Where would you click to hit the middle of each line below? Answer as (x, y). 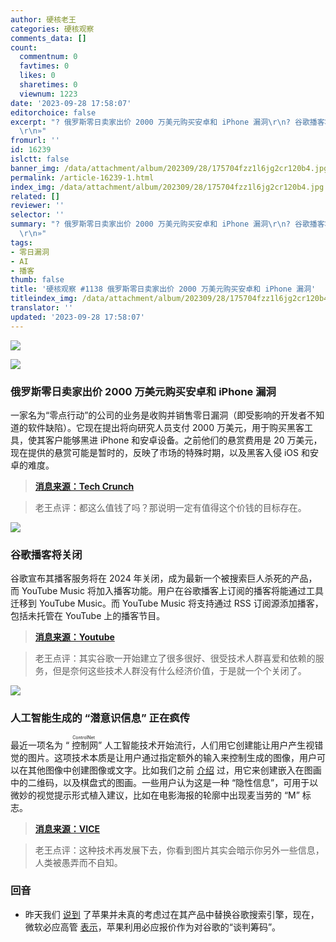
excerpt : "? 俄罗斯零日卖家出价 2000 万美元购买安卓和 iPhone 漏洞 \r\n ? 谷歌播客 (167, 122)
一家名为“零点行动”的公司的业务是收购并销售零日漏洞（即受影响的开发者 (159, 415)
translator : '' (42, 308)
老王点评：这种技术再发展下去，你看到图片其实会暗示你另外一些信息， (179, 850)
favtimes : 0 (44, 66)
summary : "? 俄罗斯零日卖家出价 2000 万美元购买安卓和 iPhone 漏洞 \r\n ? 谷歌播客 (167, 224)
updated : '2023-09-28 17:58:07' (77, 317)
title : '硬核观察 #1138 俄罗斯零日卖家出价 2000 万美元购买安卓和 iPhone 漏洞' (163, 289)
